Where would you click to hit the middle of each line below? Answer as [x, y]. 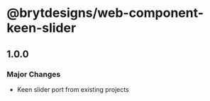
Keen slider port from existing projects [73, 89]
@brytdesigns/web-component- [105, 13]
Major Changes [34, 74]
